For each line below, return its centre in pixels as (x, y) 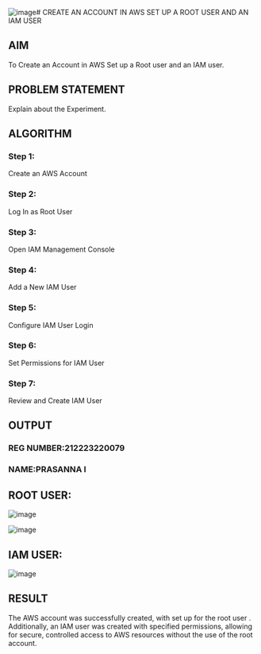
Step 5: (23, 308)
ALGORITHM (40, 134)
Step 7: (22, 383)
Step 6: (23, 345)
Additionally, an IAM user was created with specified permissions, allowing (130, 626)
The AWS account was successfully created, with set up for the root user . (130, 617)
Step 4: (23, 270)
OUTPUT (31, 426)
